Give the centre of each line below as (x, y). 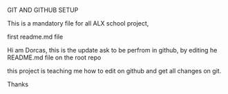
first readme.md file (35, 37)
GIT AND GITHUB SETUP (43, 10)
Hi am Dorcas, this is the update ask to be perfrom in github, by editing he (112, 50)
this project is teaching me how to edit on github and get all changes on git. (114, 71)
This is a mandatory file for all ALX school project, (78, 23)
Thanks (18, 84)
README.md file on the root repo (54, 57)
